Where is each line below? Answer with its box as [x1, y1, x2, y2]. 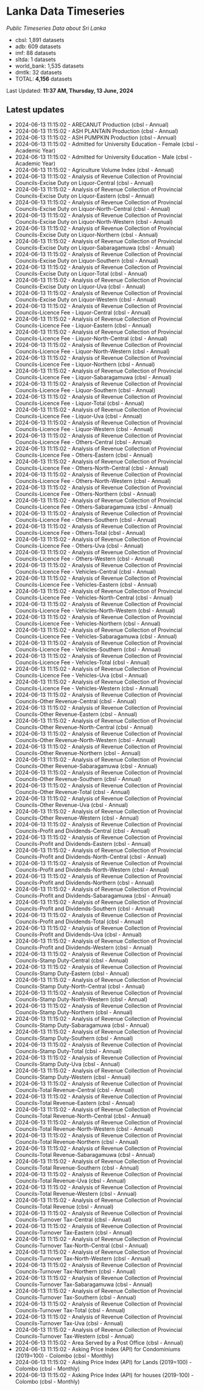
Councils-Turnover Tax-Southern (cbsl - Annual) [15, 1293, 137, 1301]
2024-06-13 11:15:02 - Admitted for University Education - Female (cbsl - [15, 140, 199, 148]
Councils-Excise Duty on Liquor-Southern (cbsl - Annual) [15, 257, 159, 264]
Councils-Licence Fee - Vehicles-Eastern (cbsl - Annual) [15, 581, 157, 588]
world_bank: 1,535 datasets [15, 62, 84, 70]
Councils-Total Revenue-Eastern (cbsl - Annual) [15, 1099, 135, 1106]
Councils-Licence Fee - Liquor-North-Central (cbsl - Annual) [15, 334, 167, 342]
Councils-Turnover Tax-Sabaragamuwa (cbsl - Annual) [15, 1281, 153, 1288]
